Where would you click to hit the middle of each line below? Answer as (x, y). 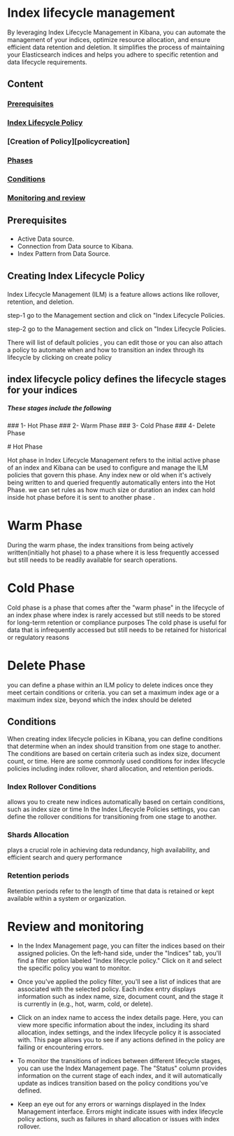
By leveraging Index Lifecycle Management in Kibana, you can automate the (116, 32)
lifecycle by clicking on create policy (59, 357)
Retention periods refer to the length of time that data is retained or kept (111, 891)
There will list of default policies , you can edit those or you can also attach (115, 342)
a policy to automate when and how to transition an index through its (106, 350)
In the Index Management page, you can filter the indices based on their (121, 946)
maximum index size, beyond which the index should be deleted (100, 700)
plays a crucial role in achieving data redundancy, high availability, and (109, 850)
